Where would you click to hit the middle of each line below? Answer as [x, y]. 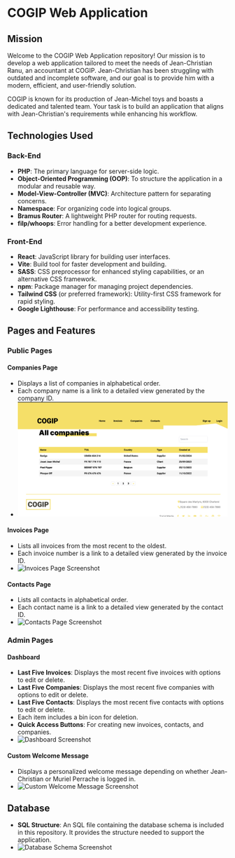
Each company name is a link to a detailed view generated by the [111, 390]
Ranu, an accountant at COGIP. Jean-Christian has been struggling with [111, 70]
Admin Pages [30, 641]
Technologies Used [50, 136]
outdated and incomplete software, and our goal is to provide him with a [111, 78]
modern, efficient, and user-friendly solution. [72, 85]
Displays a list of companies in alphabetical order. [89, 383]
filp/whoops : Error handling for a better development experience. [112, 223]
